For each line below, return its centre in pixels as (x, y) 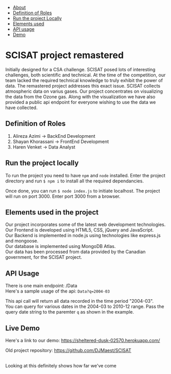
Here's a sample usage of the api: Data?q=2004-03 (58, 291)
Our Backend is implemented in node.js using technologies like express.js (83, 236)
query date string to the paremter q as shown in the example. (70, 312)
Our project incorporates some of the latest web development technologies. (85, 224)
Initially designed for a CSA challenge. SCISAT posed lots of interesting (80, 69)
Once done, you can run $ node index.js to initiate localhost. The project (83, 191)
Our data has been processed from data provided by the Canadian (75, 252)
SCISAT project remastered (65, 55)
